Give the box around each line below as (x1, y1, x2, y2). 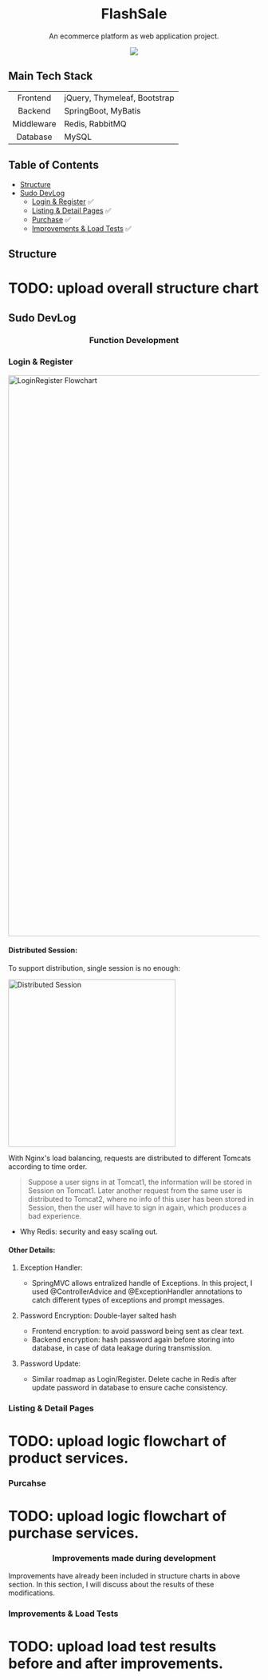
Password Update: (19, 1359, 81, 1368)
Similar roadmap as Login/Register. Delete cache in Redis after (31, 1375, 237, 1384)
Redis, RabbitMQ (64, 118, 127, 129)
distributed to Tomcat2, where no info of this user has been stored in (27, 1194, 254, 1203)
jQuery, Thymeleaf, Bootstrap (64, 92, 175, 103)
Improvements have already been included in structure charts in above (8, 1570, 241, 1580)
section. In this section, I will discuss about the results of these (8, 1579, 215, 1589)
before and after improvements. (8, 1654, 223, 1672)
